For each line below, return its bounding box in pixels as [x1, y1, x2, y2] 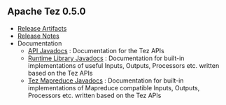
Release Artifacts [17, 24, 67, 32]
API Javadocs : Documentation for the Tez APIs [27, 46, 164, 55]
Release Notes [17, 31, 59, 40]
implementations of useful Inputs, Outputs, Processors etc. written [27, 61, 220, 69]
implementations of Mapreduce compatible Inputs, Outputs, [27, 83, 200, 92]
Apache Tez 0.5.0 [7, 6, 86, 17]
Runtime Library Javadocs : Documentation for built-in [27, 54, 185, 62]
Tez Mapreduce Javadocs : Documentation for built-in [27, 76, 184, 85]
